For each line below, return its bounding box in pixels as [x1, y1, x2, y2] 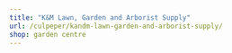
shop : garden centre [9, 30, 87, 39]
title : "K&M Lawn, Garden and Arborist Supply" [9, 13, 192, 22]
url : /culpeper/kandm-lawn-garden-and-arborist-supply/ [9, 22, 223, 31]
